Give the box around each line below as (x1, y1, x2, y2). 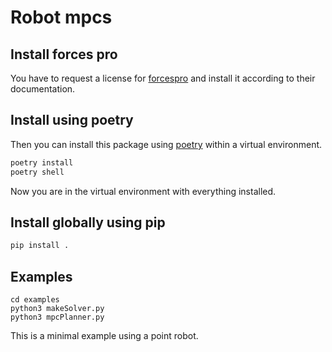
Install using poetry (10, 112, 134, 129)
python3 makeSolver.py (10, 304, 105, 314)
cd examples (10, 295, 60, 305)
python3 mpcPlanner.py (10, 312, 105, 323)
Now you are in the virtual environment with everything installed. (10, 185, 277, 197)
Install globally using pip (10, 214, 166, 231)
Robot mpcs (10, 6, 113, 29)
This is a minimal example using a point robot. (10, 330, 199, 342)
